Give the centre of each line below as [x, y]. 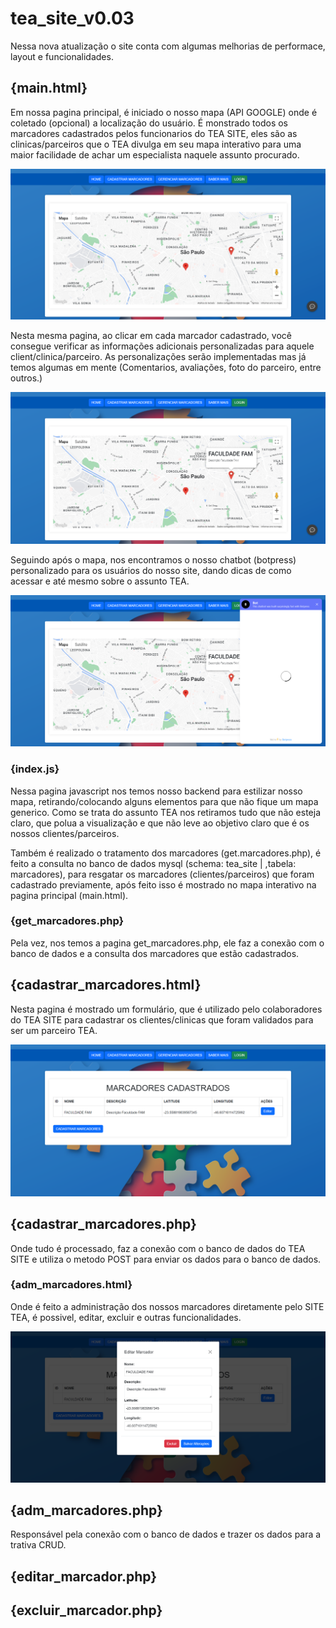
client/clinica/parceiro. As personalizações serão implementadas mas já [158, 356]
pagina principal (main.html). [69, 895]
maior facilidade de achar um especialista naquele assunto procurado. [155, 154]
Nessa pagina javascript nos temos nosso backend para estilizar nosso [156, 791]
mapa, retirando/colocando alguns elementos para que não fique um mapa [164, 801]
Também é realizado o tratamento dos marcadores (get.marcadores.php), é [166, 853]
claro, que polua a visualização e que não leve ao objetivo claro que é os [160, 823]
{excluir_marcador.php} [86, 1610]
